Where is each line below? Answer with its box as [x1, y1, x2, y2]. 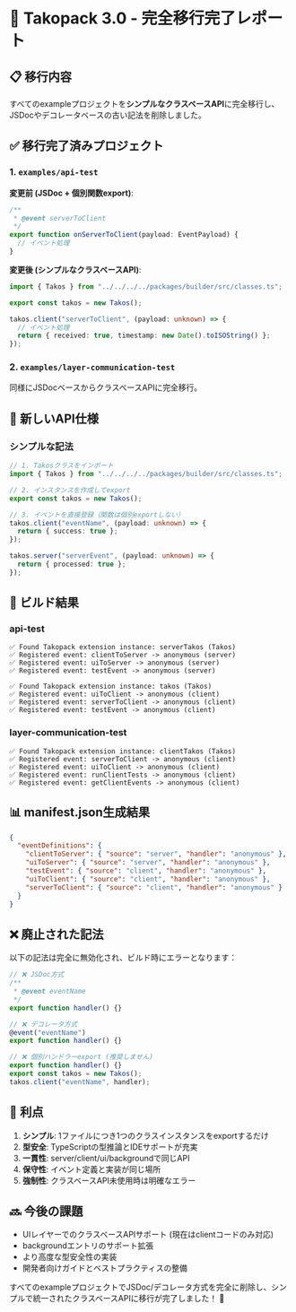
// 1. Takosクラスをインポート [9, 461, 114, 471]
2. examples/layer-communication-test [9, 361, 176, 373]
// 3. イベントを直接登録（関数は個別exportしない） [9, 510, 185, 519]
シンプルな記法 [9, 440, 74, 453]
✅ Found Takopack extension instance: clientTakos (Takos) [9, 746, 236, 756]
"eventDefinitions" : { [17, 841, 102, 850]
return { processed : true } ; [17, 560, 126, 569]
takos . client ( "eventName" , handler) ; [9, 1077, 151, 1086]
